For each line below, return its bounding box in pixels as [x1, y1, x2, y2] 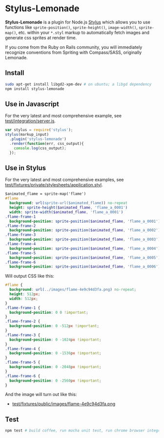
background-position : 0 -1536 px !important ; [9, 351, 102, 356]
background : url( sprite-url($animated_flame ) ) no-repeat [9, 201, 128, 206]
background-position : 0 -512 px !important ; [9, 323, 99, 328]
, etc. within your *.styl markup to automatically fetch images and [16, 29, 150, 35]
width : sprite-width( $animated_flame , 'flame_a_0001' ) [9, 209, 123, 214]
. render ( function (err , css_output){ [9, 141, 84, 146]
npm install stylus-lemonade [5, 86, 64, 91]
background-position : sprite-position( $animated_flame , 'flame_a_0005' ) [9, 255, 161, 260]
